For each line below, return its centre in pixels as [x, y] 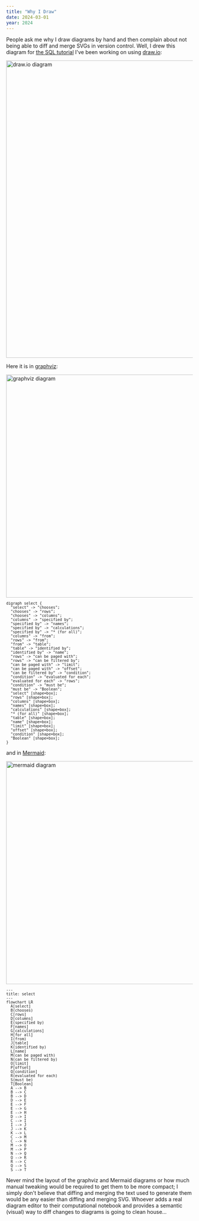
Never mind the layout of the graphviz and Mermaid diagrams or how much [98, 1181]
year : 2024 [20, 23]
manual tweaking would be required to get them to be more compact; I [92, 1187]
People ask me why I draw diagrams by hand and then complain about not [97, 40]
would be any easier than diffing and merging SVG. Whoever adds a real [94, 1200]
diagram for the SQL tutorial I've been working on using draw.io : [84, 52]
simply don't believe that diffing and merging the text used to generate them [99, 1193]
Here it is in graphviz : [32, 366]
